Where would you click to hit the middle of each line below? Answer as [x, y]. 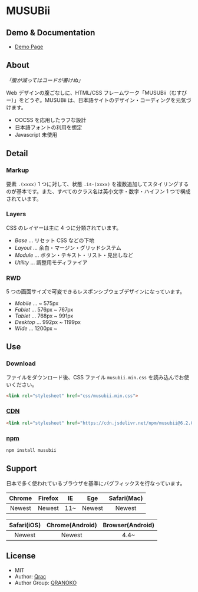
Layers [16, 214]
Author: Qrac [30, 576]
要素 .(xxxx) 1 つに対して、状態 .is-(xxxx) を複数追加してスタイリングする [98, 184]
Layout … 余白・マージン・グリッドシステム [68, 247]
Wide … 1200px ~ [36, 329]
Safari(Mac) [126, 498]
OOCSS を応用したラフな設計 [50, 120]
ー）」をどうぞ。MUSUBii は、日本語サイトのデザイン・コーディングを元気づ [99, 100]
